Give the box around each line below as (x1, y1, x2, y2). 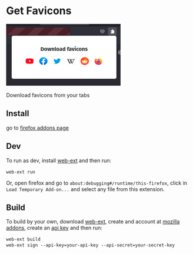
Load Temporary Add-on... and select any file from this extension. (6, 185, 165, 192)
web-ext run (6, 169, 35, 175)
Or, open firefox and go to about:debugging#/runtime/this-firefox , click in (6, 179, 187, 186)
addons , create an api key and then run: (6, 225, 103, 232)
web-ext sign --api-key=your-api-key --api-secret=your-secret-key (6, 242, 175, 248)
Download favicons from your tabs (6, 91, 90, 98)
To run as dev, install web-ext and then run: (6, 157, 112, 164)
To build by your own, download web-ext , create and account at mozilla (6, 218, 180, 225)
